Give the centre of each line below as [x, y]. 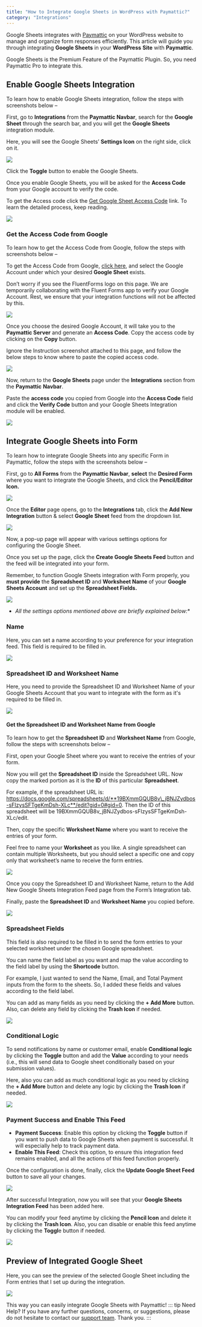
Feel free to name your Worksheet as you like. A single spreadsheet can [96, 848]
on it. [13, 148]
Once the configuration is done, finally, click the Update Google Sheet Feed [100, 1170]
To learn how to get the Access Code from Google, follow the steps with [96, 248]
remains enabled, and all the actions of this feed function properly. [98, 1159]
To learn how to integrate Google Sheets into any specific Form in [87, 456]
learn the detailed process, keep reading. [57, 207]
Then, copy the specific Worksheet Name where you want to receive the [97, 830]
